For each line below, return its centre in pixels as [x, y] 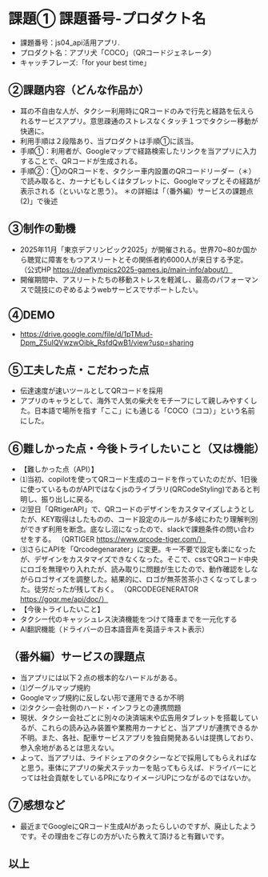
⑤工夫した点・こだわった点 [79, 370]
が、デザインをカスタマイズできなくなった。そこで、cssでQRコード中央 [139, 559]
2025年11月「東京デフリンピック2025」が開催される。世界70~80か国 [135, 249]
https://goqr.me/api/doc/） [64, 599]
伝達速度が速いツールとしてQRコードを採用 [92, 390]
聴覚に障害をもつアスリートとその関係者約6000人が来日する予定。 [137, 259]
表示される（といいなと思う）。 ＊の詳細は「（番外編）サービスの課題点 [136, 190]
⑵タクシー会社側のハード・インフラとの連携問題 [100, 707]
